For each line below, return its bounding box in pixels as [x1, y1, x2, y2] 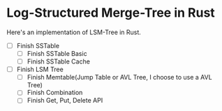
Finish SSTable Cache [27, 57, 90, 66]
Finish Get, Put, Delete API [27, 96, 103, 105]
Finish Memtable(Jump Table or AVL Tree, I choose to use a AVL [27, 73, 212, 82]
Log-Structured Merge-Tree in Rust [6, 5, 216, 21]
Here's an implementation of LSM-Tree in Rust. [6, 28, 141, 36]
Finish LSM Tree [16, 65, 64, 74]
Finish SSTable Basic [27, 50, 88, 57]
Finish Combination [27, 89, 83, 97]
